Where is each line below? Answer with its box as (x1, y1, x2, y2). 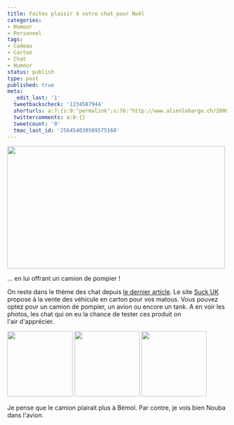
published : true (7, 82, 54, 88)
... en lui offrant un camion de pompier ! (7, 275, 120, 283)
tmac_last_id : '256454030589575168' (13, 127, 120, 134)
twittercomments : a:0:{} (13, 114, 86, 121)
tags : (7, 36, 23, 43)
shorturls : (13, 107, 45, 114)
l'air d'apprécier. (7, 318, 54, 326)
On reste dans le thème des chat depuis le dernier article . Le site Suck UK (7, 288, 219, 296)
